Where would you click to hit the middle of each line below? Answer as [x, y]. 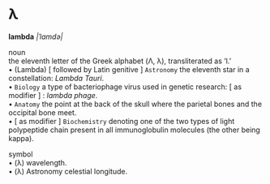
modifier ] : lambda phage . [53, 95]
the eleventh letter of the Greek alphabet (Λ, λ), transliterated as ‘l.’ [120, 61]
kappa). [21, 138]
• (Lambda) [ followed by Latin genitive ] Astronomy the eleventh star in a [129, 69]
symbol [21, 154]
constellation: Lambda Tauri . [56, 78]
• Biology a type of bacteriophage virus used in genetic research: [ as [125, 87]
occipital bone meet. [43, 112]
